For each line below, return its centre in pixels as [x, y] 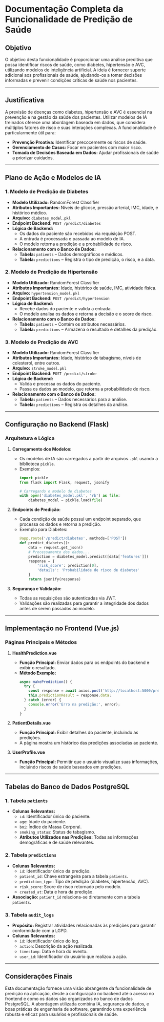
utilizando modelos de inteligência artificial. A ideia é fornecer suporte [75, 70]
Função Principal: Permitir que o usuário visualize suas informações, [89, 762]
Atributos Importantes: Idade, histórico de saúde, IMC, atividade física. [84, 288]
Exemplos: [30, 469]
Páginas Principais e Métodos [41, 642]
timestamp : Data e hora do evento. [53, 951]
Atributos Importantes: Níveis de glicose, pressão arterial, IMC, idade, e [85, 207]
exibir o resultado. [38, 667]
